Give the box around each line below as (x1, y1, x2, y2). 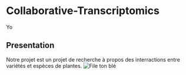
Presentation (6, 40, 55, 50)
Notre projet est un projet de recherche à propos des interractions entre (6, 56, 181, 63)
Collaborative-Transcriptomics (6, 4, 160, 18)
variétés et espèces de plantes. (6, 62, 82, 69)
